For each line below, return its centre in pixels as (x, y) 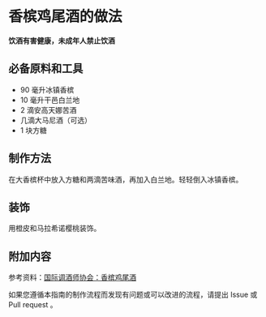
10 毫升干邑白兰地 (50, 100)
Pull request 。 (33, 305)
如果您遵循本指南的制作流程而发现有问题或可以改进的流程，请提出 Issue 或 (133, 295)
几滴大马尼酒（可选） (56, 120)
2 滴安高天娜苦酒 (48, 109)
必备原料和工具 (46, 69)
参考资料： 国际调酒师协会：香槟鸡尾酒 (72, 277)
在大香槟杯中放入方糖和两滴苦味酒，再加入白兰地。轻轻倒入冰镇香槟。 (126, 179)
